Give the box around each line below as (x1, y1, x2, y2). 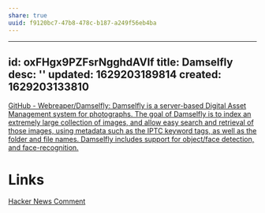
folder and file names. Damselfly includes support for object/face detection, (8, 135, 255, 144)
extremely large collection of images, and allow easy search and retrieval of (8, 118, 254, 127)
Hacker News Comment (8, 196, 86, 206)
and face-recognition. (8, 143, 79, 152)
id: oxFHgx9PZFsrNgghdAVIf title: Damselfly (8, 55, 233, 69)
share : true (8, 11, 47, 20)
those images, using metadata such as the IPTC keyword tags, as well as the (8, 126, 257, 136)
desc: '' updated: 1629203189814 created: (8, 68, 222, 81)
